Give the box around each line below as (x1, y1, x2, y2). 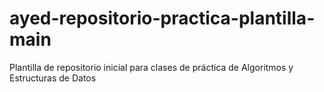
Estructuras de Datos (9, 72, 97, 84)
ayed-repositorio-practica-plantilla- (9, 7, 316, 30)
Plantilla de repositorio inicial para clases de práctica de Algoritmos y (9, 61, 294, 73)
